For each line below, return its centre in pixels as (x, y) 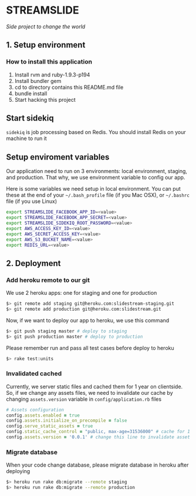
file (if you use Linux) (32, 201)
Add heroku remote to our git (48, 280)
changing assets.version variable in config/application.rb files (84, 399)
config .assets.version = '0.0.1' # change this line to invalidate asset (98, 437)
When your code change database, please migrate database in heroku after (97, 465)
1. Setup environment (46, 45)
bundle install (31, 93)
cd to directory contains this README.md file (69, 87)
